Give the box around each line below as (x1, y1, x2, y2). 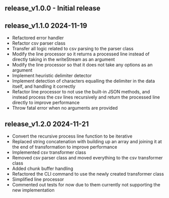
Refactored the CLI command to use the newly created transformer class (12, 171, 164, 177)
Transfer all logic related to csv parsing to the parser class (12, 46, 134, 52)
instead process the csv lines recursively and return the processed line (12, 94, 160, 101)
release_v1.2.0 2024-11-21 (5, 119, 89, 128)
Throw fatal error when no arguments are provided (12, 105, 118, 111)
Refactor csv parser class (12, 40, 66, 46)
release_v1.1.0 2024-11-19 (5, 21, 88, 30)
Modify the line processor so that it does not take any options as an (12, 62, 153, 68)
